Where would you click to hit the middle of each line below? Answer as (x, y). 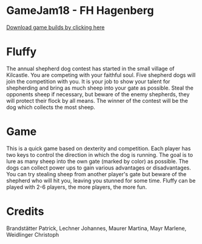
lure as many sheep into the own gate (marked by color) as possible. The (97, 161)
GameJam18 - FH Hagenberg (80, 11)
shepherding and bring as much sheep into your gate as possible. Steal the (100, 88)
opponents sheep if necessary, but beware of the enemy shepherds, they (98, 94)
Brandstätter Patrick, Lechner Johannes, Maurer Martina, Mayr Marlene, (96, 228)
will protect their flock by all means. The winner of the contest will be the (97, 101)
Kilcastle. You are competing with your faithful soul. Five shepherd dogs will (101, 75)
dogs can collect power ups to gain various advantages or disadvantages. (99, 168)
